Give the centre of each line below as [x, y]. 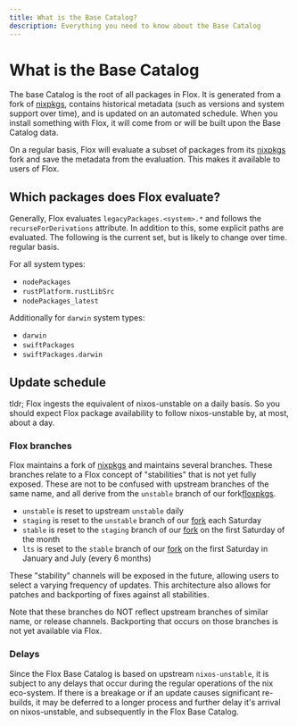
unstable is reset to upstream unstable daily [103, 511]
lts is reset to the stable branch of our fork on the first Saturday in [145, 549]
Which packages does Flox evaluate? [115, 197]
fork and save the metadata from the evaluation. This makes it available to [145, 159]
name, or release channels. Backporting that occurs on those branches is [144, 622]
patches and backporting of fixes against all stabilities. [109, 595]
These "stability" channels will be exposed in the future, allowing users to [144, 576]
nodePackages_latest [60, 301]
